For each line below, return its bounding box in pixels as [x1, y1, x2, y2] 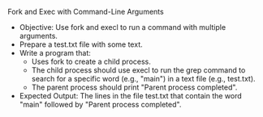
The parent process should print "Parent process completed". [31, 82, 238, 92]
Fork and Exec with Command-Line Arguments [7, 7, 164, 16]
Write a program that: [19, 48, 91, 57]
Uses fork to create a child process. [31, 56, 152, 66]
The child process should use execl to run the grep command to [31, 65, 246, 75]
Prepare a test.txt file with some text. [19, 40, 143, 49]
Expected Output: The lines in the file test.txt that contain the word [19, 91, 243, 100]
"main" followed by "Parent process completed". [19, 100, 182, 109]
